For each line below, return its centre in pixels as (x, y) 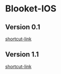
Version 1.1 (22, 54)
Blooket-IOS (31, 9)
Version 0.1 (23, 27)
